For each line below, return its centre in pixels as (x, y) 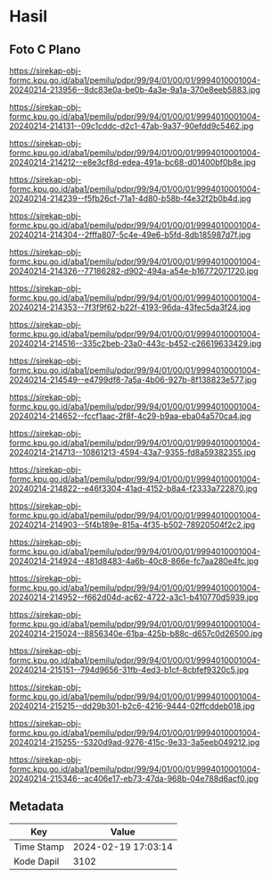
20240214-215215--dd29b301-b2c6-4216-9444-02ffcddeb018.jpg (132, 706)
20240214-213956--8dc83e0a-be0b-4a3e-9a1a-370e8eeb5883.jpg (135, 90)
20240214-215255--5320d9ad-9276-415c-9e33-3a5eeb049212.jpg (135, 742)
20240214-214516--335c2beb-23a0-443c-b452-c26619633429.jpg (135, 344)
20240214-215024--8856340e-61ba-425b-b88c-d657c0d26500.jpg (136, 634)
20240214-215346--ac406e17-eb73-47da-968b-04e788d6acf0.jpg (134, 779)
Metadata (37, 806)
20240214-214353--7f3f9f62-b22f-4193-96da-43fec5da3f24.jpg (130, 307)
